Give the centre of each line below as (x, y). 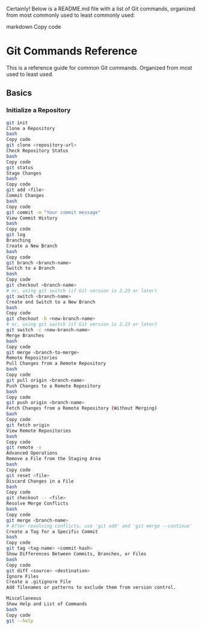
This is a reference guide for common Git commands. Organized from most (99, 67)
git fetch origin (28, 425)
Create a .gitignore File (39, 582)
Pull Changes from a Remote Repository (56, 364)
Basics (19, 93)
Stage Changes (24, 173)
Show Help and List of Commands (47, 604)
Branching (19, 240)
